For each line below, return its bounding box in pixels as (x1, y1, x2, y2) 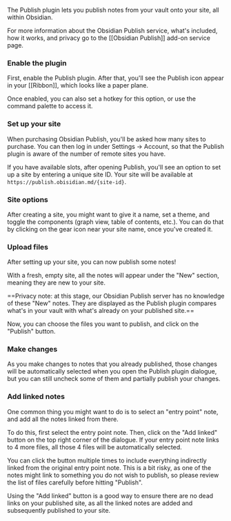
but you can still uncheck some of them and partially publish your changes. (7, 375, 221, 383)
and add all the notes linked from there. (7, 415, 119, 423)
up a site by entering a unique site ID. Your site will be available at (7, 170, 193, 178)
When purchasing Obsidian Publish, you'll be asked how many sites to (7, 134, 206, 143)
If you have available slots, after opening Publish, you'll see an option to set (7, 163, 221, 171)
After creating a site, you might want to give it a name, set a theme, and (7, 210, 210, 218)
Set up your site (7, 119, 61, 129)
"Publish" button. (7, 327, 56, 336)
